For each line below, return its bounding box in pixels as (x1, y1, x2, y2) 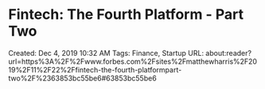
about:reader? (205, 48, 252, 57)
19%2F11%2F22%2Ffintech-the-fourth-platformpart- (8, 65, 182, 74)
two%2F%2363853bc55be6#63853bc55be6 (8, 73, 157, 83)
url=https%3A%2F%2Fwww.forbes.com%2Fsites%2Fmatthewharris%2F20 (8, 57, 257, 66)
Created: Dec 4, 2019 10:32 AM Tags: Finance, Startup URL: (8, 48, 205, 57)
